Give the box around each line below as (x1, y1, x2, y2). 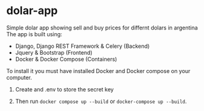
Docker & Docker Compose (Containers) (15, 55, 118, 63)
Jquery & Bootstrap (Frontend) (15, 48, 93, 56)
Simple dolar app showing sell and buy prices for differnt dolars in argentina (6, 24, 198, 31)
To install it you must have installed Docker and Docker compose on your (6, 67, 191, 74)
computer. (6, 74, 32, 81)
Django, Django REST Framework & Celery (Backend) (15, 42, 150, 50)
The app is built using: (6, 30, 62, 37)
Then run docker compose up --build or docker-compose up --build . (15, 98, 187, 105)
